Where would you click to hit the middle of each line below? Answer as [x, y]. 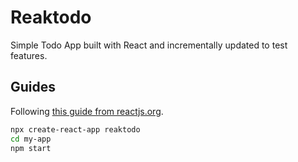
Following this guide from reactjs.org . [87, 111]
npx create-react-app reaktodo [75, 129]
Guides [33, 87]
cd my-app [31, 139]
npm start [31, 148]
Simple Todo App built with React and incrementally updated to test [149, 45]
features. [29, 55]
